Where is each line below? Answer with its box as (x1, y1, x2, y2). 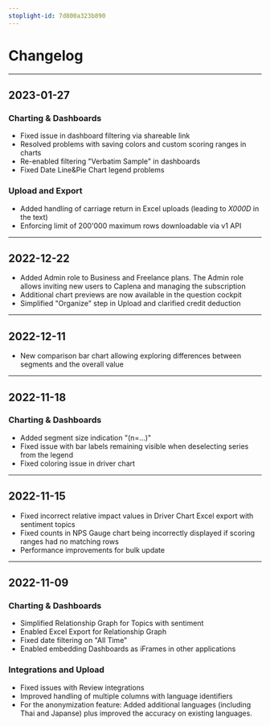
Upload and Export (8, 185, 83, 197)
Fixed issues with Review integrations (19, 682, 145, 692)
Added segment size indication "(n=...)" (19, 433, 152, 442)
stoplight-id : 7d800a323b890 (8, 11, 106, 20)
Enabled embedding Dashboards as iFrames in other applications (19, 644, 236, 653)
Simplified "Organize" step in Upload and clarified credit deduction (19, 299, 241, 309)
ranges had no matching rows (19, 537, 119, 546)
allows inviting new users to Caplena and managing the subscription (19, 281, 247, 291)
